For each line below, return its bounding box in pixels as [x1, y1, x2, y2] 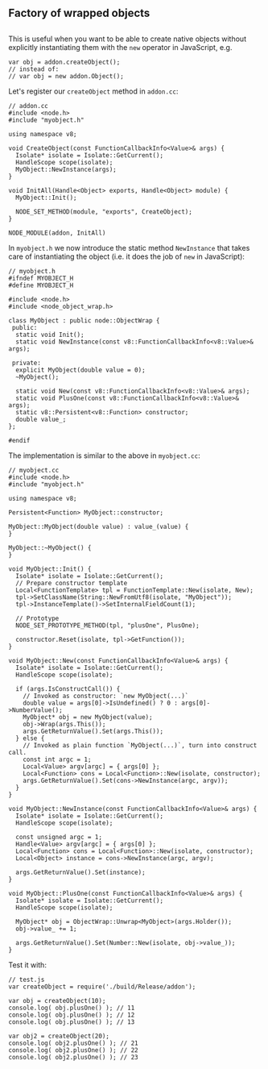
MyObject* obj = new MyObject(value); [23, 713, 153, 721]
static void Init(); [15, 331, 85, 339]
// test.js [8, 975, 45, 984]
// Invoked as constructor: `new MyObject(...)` [23, 692, 189, 700]
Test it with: [8, 959, 47, 970]
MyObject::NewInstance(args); [15, 165, 117, 173]
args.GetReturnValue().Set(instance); [15, 868, 146, 876]
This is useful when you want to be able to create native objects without [8, 34, 247, 44]
